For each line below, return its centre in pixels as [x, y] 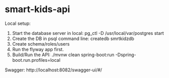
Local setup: [18, 23]
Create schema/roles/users [41, 44]
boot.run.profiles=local [36, 60]
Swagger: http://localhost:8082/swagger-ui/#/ [54, 70]
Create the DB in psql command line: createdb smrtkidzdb [73, 38]
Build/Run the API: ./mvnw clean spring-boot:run [63, 55]
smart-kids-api [38, 9]
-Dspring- [126, 55]
